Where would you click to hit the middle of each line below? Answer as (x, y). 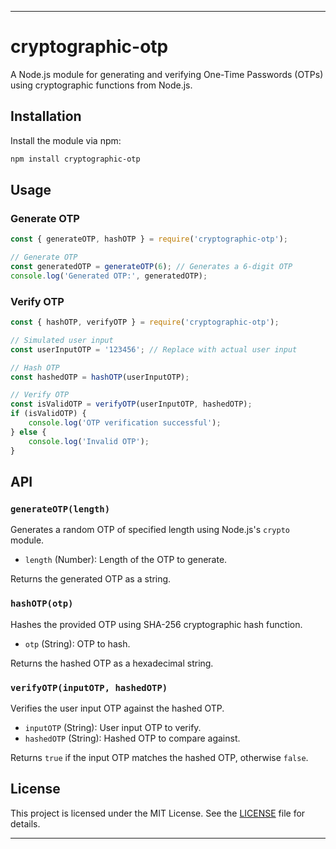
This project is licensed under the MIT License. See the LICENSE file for (158, 813)
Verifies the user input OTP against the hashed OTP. (117, 708)
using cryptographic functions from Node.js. (101, 85)
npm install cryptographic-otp (75, 159)
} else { (28, 432)
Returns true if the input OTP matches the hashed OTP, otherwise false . (159, 757)
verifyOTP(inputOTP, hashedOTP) (89, 687)
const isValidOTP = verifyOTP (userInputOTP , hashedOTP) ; (131, 404)
